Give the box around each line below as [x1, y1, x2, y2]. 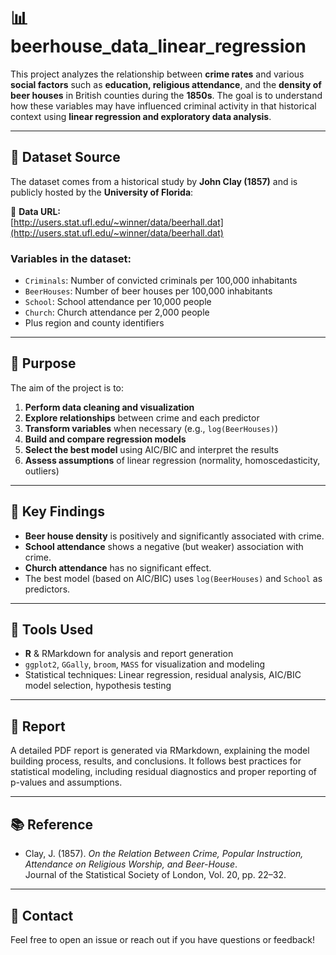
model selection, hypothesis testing [24, 680, 172, 692]
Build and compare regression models [24, 433, 187, 445]
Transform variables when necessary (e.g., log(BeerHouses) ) [24, 422, 278, 434]
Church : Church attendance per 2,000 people [24, 306, 210, 319]
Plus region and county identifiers [24, 317, 165, 329]
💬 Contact [10, 907, 74, 924]
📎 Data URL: [10, 205, 62, 217]
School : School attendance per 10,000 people [24, 296, 212, 308]
